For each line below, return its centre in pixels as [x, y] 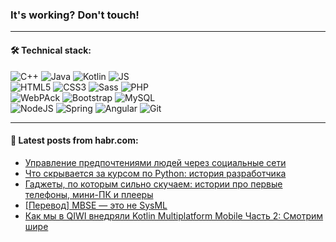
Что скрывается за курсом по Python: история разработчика [155, 173]
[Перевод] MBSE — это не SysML [96, 205]
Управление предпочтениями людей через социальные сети [155, 162]
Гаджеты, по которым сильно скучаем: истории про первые [153, 184]
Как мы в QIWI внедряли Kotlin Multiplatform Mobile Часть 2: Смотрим [174, 215]
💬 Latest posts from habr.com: [74, 140]
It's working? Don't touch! [75, 15]
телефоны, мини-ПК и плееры [89, 194]
